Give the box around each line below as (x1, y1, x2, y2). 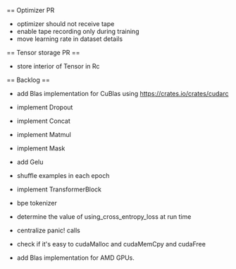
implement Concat (16, 116, 71, 125)
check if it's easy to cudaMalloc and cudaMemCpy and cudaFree (16, 240, 206, 248)
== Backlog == (6, 76, 50, 84)
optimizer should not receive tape (16, 20, 115, 28)
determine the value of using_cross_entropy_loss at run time (16, 213, 192, 221)
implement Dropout (16, 103, 73, 112)
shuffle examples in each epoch (16, 172, 110, 179)
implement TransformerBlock (16, 185, 102, 193)
